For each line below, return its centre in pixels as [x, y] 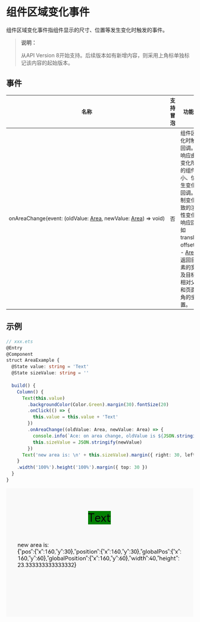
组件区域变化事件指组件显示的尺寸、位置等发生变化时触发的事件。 [87, 30]
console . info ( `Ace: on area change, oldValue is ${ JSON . [105, 436]
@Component [20, 354]
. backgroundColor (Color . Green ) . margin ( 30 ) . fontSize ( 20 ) [98, 404]
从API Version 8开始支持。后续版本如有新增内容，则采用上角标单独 [102, 55]
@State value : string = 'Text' [50, 367]
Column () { [30, 392]
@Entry [14, 348]
